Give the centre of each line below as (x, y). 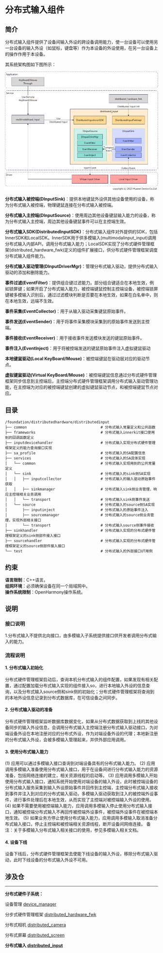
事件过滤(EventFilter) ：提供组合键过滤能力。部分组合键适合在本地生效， (77, 283)
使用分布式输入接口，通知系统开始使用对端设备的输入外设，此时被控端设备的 (81, 782)
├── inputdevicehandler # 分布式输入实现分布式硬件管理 (80, 443)
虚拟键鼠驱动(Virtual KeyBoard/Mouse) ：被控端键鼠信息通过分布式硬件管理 (81, 375)
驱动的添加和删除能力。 (28, 272)
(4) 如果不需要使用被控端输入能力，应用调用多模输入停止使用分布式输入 (77, 806)
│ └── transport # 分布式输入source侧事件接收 (80, 526)
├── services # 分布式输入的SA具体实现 (75, 459)
